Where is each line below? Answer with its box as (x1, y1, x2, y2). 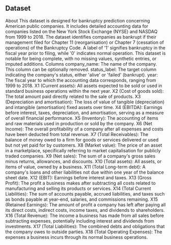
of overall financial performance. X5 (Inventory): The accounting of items (5, 115, 159, 121)
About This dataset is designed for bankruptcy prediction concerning (5, 17, 150, 23)
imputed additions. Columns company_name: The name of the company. (5, 61, 157, 67)
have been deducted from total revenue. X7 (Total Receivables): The (5, 131, 149, 137)
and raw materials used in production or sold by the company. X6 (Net (5, 120, 153, 126)
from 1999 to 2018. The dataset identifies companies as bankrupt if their (5, 34, 157, 40)
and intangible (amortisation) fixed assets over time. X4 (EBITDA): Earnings (5, 104, 163, 110)
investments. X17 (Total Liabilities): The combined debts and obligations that (5, 223, 165, 229)
